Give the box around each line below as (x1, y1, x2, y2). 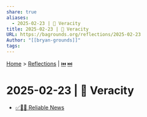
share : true (6, 9, 37, 15)
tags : (6, 43, 20, 49)
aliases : (6, 15, 29, 21)
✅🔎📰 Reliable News (15, 104, 64, 111)
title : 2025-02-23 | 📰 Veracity (6, 26, 89, 32)
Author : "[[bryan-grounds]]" (6, 37, 81, 43)
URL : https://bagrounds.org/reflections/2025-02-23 (6, 32, 141, 38)
